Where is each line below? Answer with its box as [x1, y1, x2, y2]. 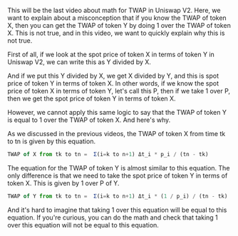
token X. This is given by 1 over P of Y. [7, 178, 120, 188]
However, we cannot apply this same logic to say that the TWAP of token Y [7, 108, 227, 116]
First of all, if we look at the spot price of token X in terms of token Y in [7, 50, 215, 58]
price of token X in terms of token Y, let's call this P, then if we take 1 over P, [7, 87, 230, 95]
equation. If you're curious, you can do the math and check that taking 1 [7, 213, 219, 222]
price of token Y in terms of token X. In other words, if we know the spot [7, 79, 219, 88]
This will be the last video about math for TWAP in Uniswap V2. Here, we [7, 6, 221, 14]
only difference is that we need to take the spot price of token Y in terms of [7, 171, 228, 180]
